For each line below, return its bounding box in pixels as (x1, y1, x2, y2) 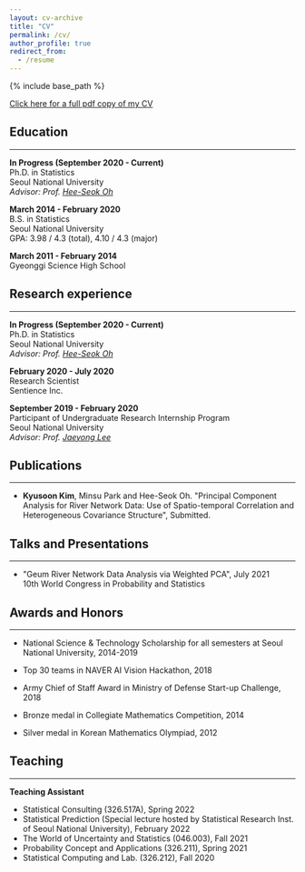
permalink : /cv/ (9, 30, 71, 39)
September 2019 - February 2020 (9, 402, 139, 414)
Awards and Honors (9, 605, 124, 620)
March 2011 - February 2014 (9, 250, 118, 261)
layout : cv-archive (9, 13, 84, 23)
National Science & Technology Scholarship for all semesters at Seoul (22, 637, 283, 648)
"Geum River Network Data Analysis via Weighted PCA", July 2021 (22, 569, 271, 580)
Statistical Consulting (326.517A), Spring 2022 (22, 804, 195, 815)
